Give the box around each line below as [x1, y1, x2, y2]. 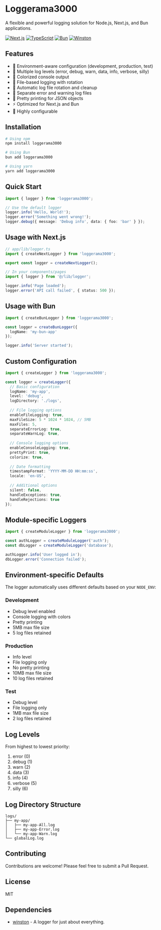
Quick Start [5, 182, 42, 191]
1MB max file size [12, 710, 49, 716]
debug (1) [12, 759, 33, 765]
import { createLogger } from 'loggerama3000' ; [5, 370, 107, 376]
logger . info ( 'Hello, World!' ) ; [5, 210, 71, 215]
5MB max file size [12, 624, 50, 630]
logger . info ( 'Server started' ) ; [5, 343, 73, 348]
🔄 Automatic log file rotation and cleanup [12, 84, 97, 90]
